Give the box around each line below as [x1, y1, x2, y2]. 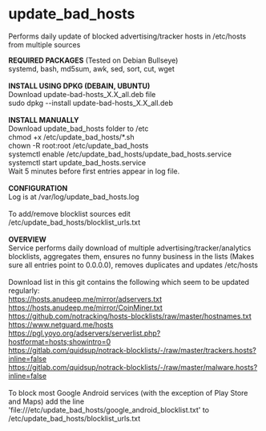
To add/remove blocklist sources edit [8, 209, 131, 218]
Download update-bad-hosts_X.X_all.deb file [8, 89, 156, 99]
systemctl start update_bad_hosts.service [8, 157, 147, 167]
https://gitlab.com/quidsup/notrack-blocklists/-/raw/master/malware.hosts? [8, 362, 258, 372]
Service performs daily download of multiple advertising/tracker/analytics [8, 242, 252, 253]
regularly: [8, 286, 40, 295]
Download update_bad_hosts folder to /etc [8, 124, 149, 133]
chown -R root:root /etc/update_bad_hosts [8, 140, 149, 150]
